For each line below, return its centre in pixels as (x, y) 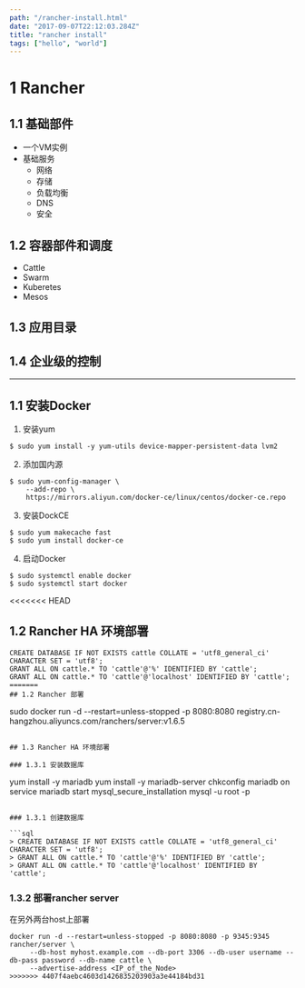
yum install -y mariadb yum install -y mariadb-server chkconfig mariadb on (150, 782)
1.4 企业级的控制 (55, 361)
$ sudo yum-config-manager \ (64, 482)
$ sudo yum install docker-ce (67, 541)
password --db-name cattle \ (97, 961)
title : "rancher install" (58, 35)
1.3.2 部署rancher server (64, 898)
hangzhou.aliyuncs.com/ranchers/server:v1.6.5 (98, 721)
